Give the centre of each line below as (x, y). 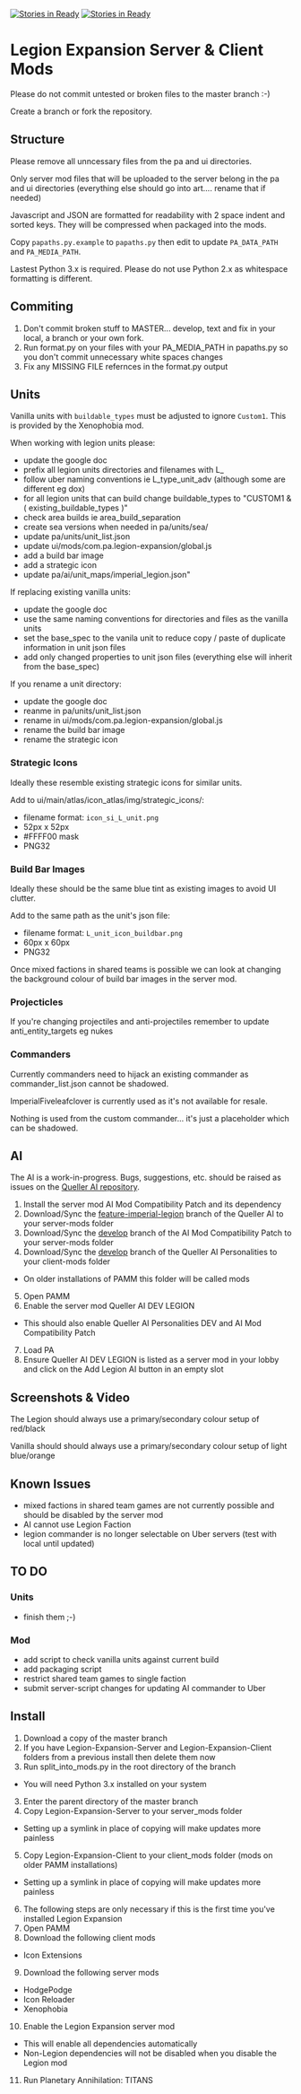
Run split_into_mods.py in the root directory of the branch (129, 1767)
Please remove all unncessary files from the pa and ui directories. (131, 161)
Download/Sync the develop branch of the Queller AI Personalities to (150, 1252)
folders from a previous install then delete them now (119, 1757)
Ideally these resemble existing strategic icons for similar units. (126, 782)
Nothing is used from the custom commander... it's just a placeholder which (150, 1118)
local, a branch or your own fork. (83, 337)
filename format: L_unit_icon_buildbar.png (103, 932)
